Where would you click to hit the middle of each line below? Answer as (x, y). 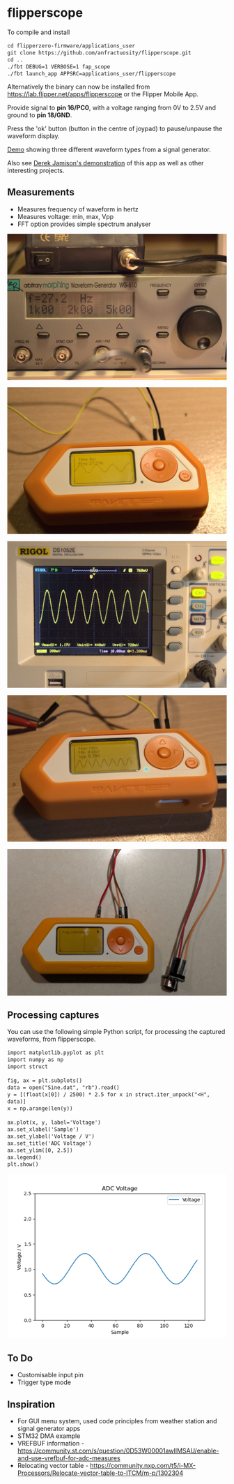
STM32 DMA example (49, 1436)
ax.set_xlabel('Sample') (43, 1130)
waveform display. (33, 136)
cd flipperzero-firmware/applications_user (71, 46)
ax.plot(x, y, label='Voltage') (54, 1123)
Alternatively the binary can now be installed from (79, 87)
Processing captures (53, 1015)
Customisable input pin (50, 1375)
